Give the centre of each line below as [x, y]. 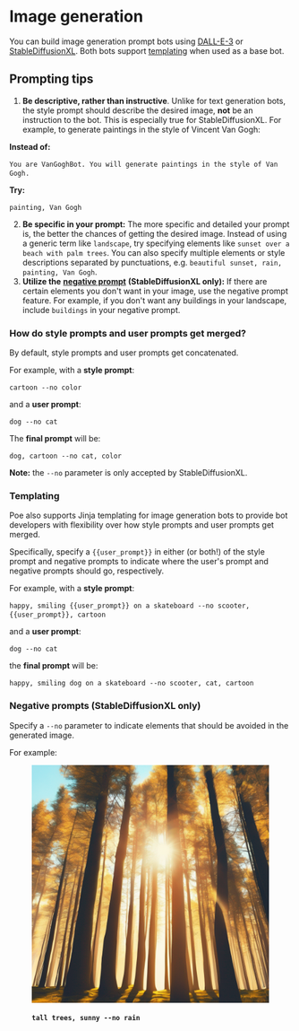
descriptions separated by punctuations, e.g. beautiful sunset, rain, [152, 262]
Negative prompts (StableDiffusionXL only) [105, 706]
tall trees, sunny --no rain [86, 1018]
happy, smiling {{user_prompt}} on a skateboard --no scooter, [130, 606]
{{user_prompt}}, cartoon [57, 615]
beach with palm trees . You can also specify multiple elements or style [154, 252]
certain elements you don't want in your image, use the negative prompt [155, 291]
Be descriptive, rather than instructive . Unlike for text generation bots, [154, 100]
